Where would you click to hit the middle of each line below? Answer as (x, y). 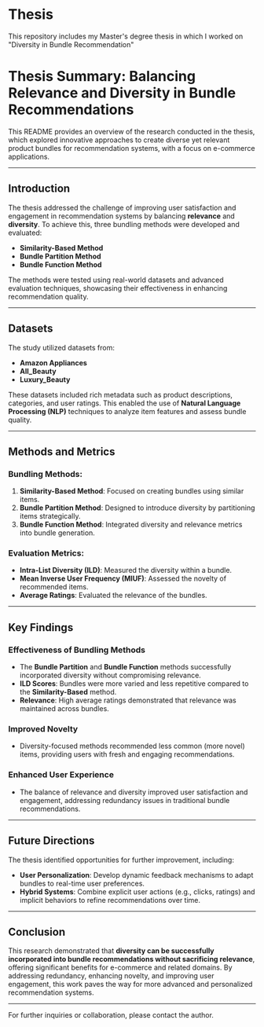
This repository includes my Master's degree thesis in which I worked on (126, 36)
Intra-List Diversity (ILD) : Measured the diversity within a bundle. (126, 570)
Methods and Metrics (62, 451)
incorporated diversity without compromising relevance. (110, 675)
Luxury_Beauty (45, 380)
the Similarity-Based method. (68, 692)
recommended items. (54, 587)
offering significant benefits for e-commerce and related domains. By (120, 967)
